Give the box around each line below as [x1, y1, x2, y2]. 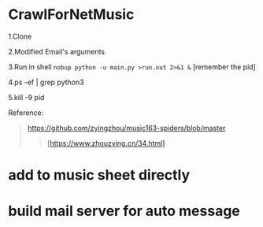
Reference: [8, 108, 44, 117]
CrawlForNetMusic [8, 6, 135, 24]
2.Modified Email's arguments [8, 47, 105, 56]
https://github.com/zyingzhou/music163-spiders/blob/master [27, 123, 226, 132]
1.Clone [8, 32, 32, 41]
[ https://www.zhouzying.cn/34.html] [46, 138, 165, 147]
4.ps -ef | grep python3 [8, 77, 84, 87]
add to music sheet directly [8, 166, 191, 184]
